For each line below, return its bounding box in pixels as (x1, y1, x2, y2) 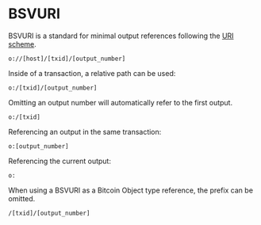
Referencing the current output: (8, 156, 111, 166)
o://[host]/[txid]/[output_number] (8, 55, 126, 63)
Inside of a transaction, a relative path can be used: (8, 68, 176, 78)
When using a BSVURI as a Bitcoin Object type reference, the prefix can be (8, 185, 254, 195)
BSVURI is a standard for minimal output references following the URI (8, 31, 234, 40)
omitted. (8, 193, 36, 203)
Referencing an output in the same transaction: (8, 127, 162, 136)
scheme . (8, 39, 37, 48)
